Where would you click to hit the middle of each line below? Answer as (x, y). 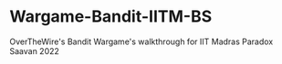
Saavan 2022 (34, 50)
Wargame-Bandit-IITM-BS (111, 17)
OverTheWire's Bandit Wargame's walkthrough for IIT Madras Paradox (141, 41)
